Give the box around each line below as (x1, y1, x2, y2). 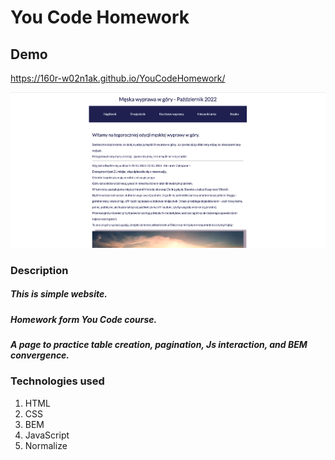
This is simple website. (10, 288, 108, 300)
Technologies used (10, 374, 105, 388)
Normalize (24, 439, 68, 451)
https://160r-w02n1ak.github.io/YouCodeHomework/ (10, 72, 226, 84)
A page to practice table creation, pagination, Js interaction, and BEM (10, 339, 308, 351)
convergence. (10, 349, 70, 361)
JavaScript (24, 429, 70, 441)
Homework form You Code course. (10, 313, 158, 325)
